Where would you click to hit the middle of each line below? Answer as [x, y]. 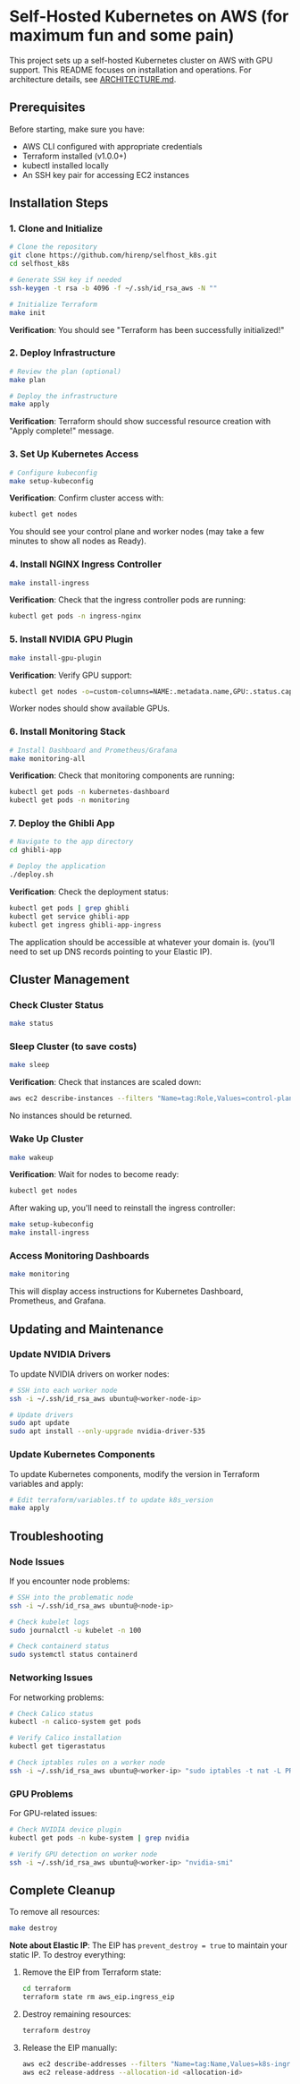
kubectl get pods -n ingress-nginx [75, 616]
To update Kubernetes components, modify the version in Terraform [135, 1473]
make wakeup [31, 1157]
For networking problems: [57, 1697]
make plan [28, 380]
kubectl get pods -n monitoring [69, 800]
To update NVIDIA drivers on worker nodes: [89, 1374]
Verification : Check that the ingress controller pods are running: [128, 600]
